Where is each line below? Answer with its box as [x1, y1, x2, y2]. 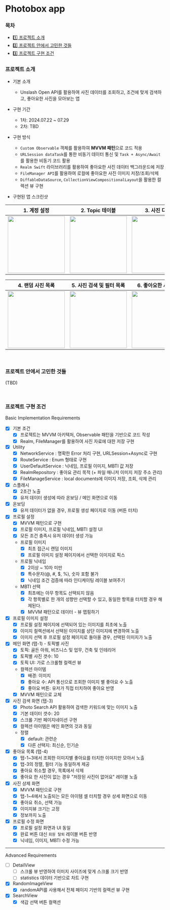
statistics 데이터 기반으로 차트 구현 [20, 875, 89, 881]
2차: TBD [20, 123, 39, 129]
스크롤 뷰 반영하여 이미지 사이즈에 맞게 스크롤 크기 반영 [20, 868, 129, 875]
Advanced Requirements [5, 852, 57, 858]
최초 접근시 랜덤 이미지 [27, 545, 72, 551]
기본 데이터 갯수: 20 [20, 710, 60, 717]
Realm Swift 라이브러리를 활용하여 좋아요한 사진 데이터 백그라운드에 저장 [20, 164, 164, 170]
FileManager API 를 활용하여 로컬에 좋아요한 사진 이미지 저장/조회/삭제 [20, 170, 159, 176]
